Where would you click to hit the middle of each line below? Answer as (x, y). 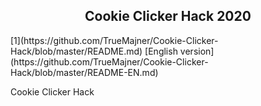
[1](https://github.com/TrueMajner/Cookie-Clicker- (114, 40)
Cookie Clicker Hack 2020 (168, 16)
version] (197, 51)
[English (161, 51)
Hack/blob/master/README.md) (76, 51)
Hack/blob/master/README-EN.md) (84, 72)
